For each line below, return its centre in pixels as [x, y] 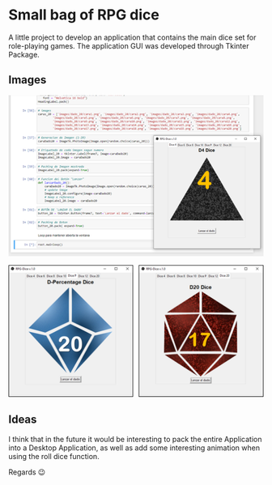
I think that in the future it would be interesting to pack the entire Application [135, 439]
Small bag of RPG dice [84, 15]
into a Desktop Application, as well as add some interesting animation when [134, 448]
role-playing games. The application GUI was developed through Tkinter [129, 45]
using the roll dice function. [54, 456]
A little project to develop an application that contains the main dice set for [132, 37]
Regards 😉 [27, 472]
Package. [24, 54]
